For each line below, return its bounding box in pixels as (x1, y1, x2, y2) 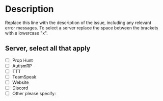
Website (12, 79, 29, 85)
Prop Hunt (12, 57, 33, 63)
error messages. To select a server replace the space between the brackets (5, 25, 159, 30)
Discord (12, 85, 28, 91)
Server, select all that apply (5, 44, 91, 52)
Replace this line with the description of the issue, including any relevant (5, 20, 152, 25)
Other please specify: (12, 91, 56, 97)
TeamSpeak (12, 74, 37, 79)
